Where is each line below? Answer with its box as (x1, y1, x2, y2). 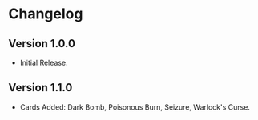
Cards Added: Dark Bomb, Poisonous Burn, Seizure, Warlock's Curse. (19, 102, 251, 112)
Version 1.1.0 (8, 81, 73, 94)
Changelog (8, 5, 83, 23)
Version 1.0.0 (8, 37, 76, 50)
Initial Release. (19, 58, 68, 67)
